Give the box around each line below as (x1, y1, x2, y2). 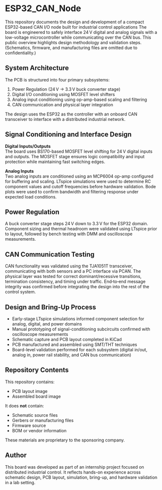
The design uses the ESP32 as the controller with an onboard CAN (5, 111, 138, 117)
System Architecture (5, 64, 69, 72)
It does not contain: (5, 403, 44, 408)
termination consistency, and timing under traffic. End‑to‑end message (5, 278, 146, 284)
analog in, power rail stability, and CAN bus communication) (12, 352, 132, 358)
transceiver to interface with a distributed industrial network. (5, 116, 126, 122)
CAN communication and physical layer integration (12, 101, 114, 107)
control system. (5, 289, 36, 295)
